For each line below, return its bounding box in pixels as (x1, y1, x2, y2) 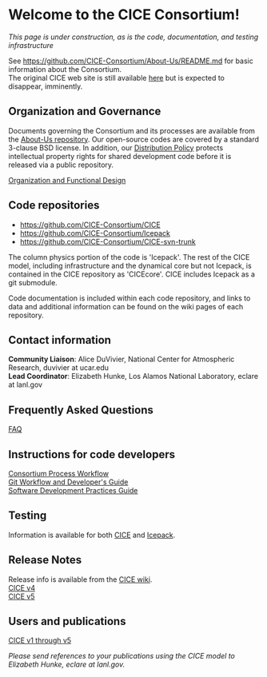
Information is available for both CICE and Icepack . (8, 530, 176, 540)
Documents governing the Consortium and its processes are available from (8, 125, 256, 135)
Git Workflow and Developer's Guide (8, 477, 129, 487)
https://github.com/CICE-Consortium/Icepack (19, 228, 170, 237)
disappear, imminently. (8, 82, 83, 91)
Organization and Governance (8, 105, 161, 118)
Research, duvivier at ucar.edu (8, 363, 110, 372)
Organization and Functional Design (8, 175, 126, 185)
